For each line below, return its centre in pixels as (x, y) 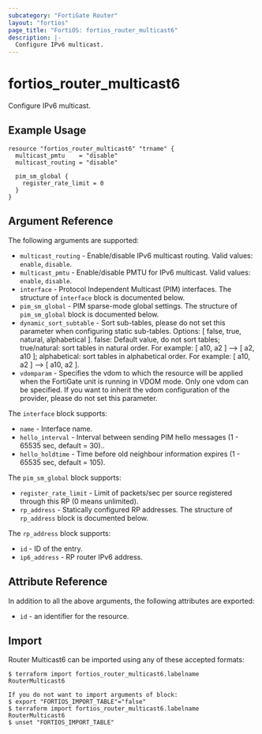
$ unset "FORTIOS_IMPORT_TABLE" (61, 723)
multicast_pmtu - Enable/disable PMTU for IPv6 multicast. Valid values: (135, 272)
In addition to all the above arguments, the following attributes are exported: (131, 601)
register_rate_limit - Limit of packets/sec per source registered (126, 492)
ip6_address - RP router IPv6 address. (81, 556)
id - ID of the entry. (51, 549)
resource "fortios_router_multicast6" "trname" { (92, 148)
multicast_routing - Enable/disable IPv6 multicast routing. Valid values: (136, 255)
